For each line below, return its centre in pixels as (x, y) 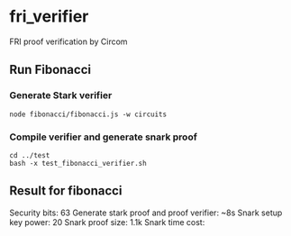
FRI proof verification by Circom (68, 41)
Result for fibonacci (66, 191)
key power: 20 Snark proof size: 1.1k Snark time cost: (107, 222)
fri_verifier (49, 17)
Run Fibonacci (50, 70)
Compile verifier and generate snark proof (104, 137)
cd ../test (30, 155)
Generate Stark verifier (61, 95)
